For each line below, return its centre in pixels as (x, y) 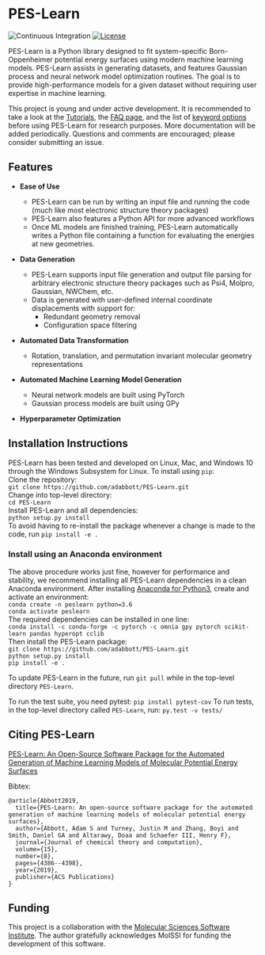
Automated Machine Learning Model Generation (100, 379)
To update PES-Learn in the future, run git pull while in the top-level (121, 678)
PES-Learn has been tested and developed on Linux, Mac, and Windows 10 (131, 462)
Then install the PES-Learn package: (68, 641)
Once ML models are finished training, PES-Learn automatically (135, 227)
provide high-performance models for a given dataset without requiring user (132, 85)
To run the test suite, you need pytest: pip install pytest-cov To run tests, (131, 701)
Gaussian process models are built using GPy (105, 403)
